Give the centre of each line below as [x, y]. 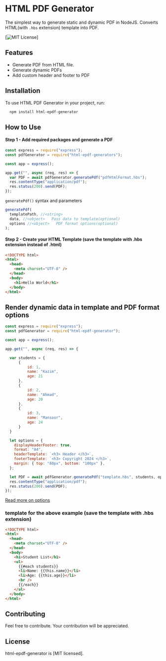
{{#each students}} [38, 566]
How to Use [23, 127]
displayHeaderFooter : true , [43, 445]
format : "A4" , [28, 450]
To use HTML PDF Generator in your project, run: [55, 102]
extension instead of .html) [33, 245]
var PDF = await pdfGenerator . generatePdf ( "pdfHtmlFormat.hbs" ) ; [78, 177]
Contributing [25, 614]
